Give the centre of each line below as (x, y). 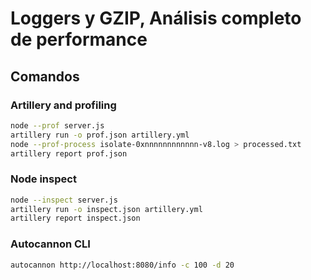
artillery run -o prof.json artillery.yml (100, 135)
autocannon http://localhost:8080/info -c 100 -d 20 (122, 265)
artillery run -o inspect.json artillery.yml (106, 209)
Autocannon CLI (50, 244)
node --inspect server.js (64, 200)
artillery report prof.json (69, 153)
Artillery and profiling (63, 105)
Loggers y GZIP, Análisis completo (156, 18)
